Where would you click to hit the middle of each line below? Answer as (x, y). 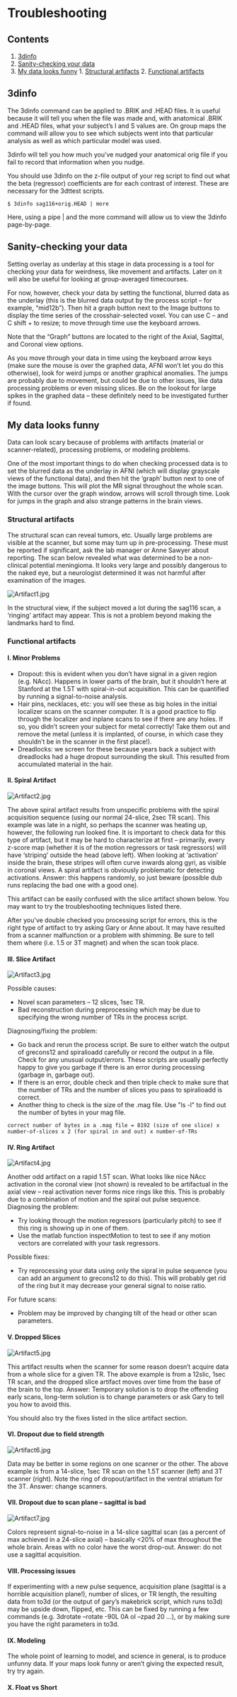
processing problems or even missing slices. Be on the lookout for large (112, 388)
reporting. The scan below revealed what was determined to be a (103, 557)
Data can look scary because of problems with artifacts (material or (105, 442)
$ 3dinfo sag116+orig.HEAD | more (58, 203)
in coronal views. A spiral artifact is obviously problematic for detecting (111, 870)
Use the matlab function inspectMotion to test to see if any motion (114, 1236)
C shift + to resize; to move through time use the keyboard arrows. (104, 323)
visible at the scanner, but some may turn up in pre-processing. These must (118, 542)
